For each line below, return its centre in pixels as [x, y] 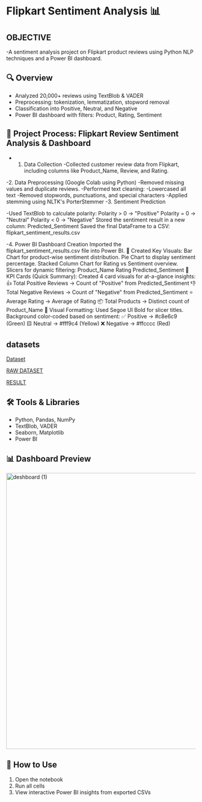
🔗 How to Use [32, 765]
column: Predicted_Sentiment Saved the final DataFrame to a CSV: [88, 226]
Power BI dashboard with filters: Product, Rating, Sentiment [88, 115]
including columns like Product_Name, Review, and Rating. [96, 170]
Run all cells [30, 786]
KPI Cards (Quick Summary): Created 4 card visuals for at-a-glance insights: [101, 276]
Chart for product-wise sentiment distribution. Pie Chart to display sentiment [101, 257]
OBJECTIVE [29, 37]
